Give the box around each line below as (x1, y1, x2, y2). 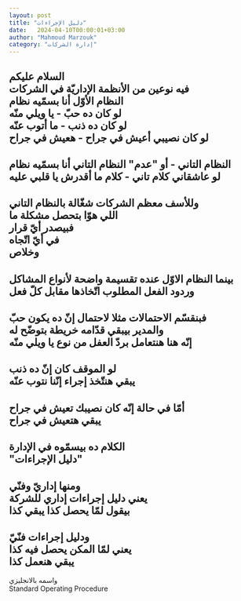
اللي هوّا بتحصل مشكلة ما (9, 209, 119, 222)
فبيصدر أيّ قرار (9, 221, 74, 235)
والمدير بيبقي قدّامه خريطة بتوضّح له (9, 323, 164, 337)
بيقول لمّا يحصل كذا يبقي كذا (9, 504, 130, 517)
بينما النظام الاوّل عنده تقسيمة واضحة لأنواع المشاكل (9, 272, 234, 286)
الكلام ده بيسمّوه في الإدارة (9, 440, 126, 453)
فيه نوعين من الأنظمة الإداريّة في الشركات (9, 82, 190, 95)
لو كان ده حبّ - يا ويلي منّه (9, 107, 122, 120)
